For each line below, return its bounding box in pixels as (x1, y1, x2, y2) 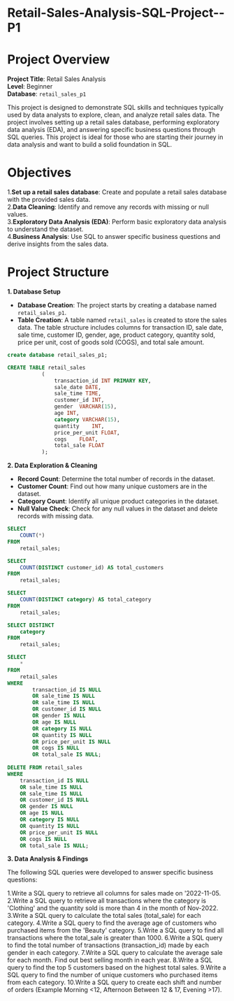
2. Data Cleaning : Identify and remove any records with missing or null (7, 203, 210, 211)
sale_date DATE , (54, 383, 101, 390)
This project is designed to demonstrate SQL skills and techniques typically (7, 103, 224, 112)
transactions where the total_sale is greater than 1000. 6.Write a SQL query (7, 934, 223, 942)
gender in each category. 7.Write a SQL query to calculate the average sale (7, 949, 223, 957)
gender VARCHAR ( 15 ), (54, 403, 117, 410)
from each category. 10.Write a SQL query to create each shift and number (7, 978, 222, 986)
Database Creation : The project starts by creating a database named (17, 301, 217, 309)
